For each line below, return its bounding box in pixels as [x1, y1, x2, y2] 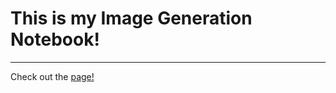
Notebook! [10, 28, 100, 51]
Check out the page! [10, 70, 95, 82]
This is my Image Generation [10, 7, 253, 30]
